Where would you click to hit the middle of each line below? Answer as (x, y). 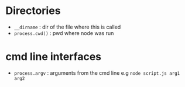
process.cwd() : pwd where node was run (64, 33)
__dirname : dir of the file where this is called (67, 27)
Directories (33, 11)
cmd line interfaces (54, 57)
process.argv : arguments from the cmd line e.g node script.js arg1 (97, 73)
